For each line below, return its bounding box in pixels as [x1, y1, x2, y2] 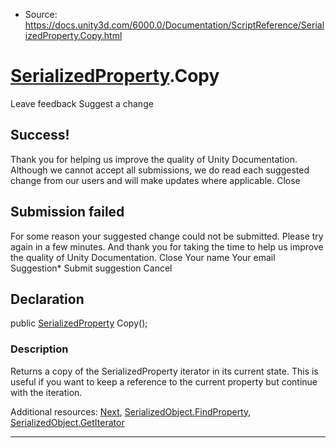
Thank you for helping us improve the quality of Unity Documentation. [10, 153, 298, 165]
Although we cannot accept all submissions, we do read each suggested [10, 164, 310, 176]
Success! [10, 127, 70, 144]
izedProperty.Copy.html [24, 30, 123, 41]
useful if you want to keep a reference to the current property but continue [10, 375, 318, 388]
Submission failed [10, 204, 125, 221]
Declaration [10, 290, 85, 308]
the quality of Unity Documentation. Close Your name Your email [10, 251, 276, 263]
